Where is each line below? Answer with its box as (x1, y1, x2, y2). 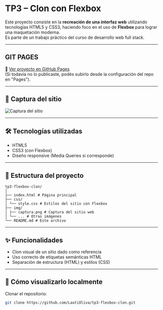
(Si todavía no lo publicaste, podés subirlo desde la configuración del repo (5, 71, 154, 77)
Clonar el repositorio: (5, 291, 47, 296)
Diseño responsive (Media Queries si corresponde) (12, 153, 114, 158)
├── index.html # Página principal (5, 193, 77, 198)
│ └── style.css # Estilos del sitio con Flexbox (5, 201, 108, 207)
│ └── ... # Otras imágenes (5, 214, 62, 219)
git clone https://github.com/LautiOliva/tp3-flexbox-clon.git (5, 300, 136, 305)
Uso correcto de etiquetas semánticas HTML (12, 254, 102, 260)
